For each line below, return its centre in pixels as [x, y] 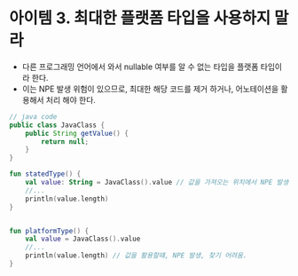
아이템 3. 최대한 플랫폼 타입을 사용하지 [140, 18]
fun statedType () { [45, 174]
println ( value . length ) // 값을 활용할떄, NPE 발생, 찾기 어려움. [136, 256]
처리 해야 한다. [71, 99]
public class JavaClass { [57, 125]
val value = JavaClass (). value [83, 239]
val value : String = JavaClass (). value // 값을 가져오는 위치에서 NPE [149, 183]
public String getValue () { [77, 133]
